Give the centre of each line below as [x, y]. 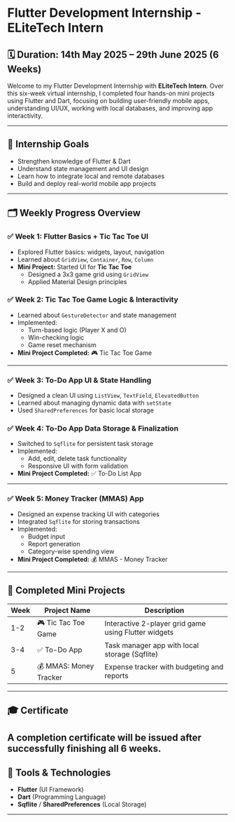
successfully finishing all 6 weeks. [84, 749]
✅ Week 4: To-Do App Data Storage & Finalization [93, 429]
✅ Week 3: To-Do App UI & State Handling [79, 380]
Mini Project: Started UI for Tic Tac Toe [74, 267]
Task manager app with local [152, 645]
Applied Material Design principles [77, 281]
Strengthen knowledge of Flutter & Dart [74, 161]
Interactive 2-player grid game [155, 624]
